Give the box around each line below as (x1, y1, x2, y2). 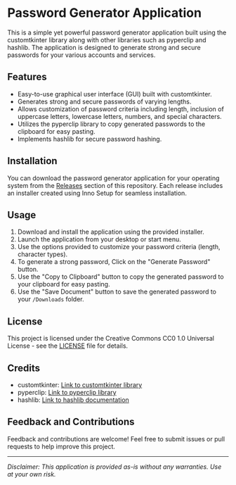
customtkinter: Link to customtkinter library (17, 381, 143, 389)
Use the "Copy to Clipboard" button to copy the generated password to (17, 272, 224, 281)
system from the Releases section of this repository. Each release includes (7, 181, 223, 189)
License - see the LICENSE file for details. (7, 341, 129, 350)
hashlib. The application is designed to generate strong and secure (7, 43, 202, 51)
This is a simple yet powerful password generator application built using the (7, 28, 227, 37)
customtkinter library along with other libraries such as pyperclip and (7, 35, 206, 44)
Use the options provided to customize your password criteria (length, (17, 243, 221, 251)
